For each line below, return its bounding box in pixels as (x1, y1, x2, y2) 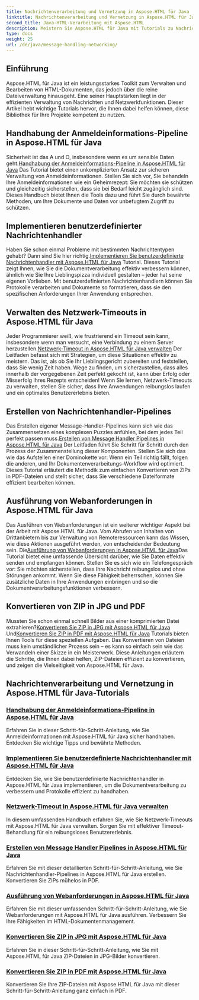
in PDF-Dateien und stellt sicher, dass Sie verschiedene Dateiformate (6, 473, 175, 480)
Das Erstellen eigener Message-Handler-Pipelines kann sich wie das (6, 422, 173, 429)
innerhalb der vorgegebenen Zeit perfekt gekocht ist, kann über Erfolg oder (6, 371, 190, 378)
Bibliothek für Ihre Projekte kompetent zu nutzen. (6, 111, 126, 118)
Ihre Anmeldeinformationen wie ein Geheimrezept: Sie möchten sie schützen (6, 179, 193, 186)
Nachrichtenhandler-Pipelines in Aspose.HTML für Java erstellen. (6, 871, 166, 878)
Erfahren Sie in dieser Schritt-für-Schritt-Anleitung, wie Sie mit (6, 946, 159, 953)
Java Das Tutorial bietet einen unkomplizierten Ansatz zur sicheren (6, 166, 169, 173)
